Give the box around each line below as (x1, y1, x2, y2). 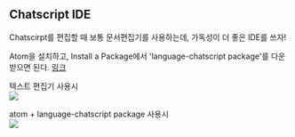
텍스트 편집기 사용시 (9, 80, 78, 92)
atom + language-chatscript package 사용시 (9, 109, 169, 119)
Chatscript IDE (9, 7, 92, 22)
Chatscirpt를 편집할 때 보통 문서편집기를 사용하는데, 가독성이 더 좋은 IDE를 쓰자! (9, 31, 287, 43)
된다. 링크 (32, 61, 67, 72)
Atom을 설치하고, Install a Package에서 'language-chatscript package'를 (9, 51, 269, 61)
